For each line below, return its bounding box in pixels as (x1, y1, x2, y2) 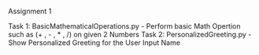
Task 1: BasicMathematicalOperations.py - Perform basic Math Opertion (8, 22, 242, 30)
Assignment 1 (8, 7, 52, 15)
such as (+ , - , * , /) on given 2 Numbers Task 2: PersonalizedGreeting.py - (8, 30, 252, 39)
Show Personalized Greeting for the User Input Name (8, 38, 181, 47)
